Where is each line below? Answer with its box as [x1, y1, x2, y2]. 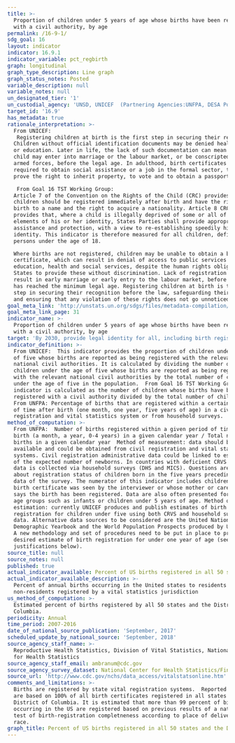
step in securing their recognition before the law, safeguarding [13, 289, 211, 296]
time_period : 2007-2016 [7, 621, 77, 628]
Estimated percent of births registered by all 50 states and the [13, 601, 211, 609]
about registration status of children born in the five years [13, 472, 201, 479]
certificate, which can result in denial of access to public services [13, 257, 227, 264]
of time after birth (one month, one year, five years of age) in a [13, 406, 218, 413]
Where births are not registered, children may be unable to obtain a [13, 250, 224, 257]
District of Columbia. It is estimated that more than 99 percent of [13, 699, 220, 706]
